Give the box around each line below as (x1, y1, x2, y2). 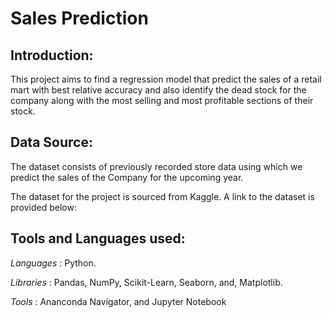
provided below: (10, 201, 77, 213)
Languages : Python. (10, 257, 97, 269)
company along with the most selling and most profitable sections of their (10, 95, 314, 106)
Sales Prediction (10, 7, 149, 30)
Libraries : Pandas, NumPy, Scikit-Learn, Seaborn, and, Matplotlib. (10, 276, 283, 288)
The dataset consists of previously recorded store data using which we (10, 160, 303, 172)
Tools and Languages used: (10, 230, 186, 247)
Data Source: (10, 134, 93, 151)
